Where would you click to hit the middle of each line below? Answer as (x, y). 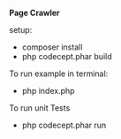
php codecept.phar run (64, 125)
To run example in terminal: (59, 73)
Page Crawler (34, 13)
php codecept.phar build (67, 56)
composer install (52, 47)
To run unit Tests (40, 108)
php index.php (48, 91)
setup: (21, 30)
